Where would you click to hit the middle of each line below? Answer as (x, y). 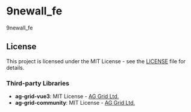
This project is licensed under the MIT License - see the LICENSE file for (96, 61)
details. (15, 67)
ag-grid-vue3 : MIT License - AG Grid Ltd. (67, 96)
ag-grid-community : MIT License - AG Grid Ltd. (75, 103)
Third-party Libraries (38, 83)
